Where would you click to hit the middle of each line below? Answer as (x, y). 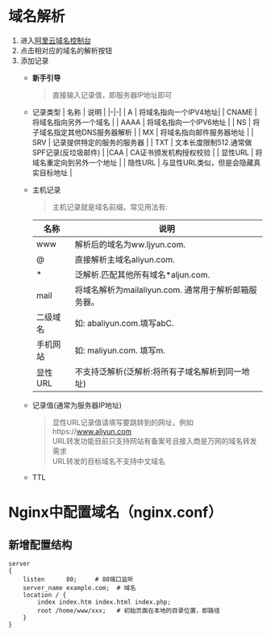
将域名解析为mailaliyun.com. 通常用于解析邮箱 (162, 290)
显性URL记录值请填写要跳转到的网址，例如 (123, 422)
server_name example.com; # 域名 (79, 588)
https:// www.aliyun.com (92, 431)
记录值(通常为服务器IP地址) (77, 405)
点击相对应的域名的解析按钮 (66, 50)
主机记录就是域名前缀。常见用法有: (110, 207)
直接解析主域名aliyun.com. (125, 259)
